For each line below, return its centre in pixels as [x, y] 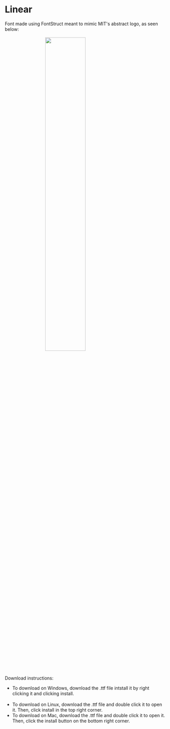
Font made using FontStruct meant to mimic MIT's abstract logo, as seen [81, 24]
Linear [19, 10]
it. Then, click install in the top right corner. [57, 710]
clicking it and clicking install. [43, 694]
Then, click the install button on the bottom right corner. [71, 721]
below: [12, 29]
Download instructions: [29, 678]
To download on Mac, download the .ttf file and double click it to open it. [88, 715]
